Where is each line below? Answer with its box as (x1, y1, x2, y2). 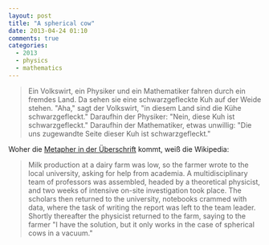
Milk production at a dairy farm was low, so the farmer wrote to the (27, 160, 249, 169)
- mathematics (15, 64, 63, 72)
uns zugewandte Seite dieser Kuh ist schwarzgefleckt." (27, 129, 211, 138)
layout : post (8, 11, 52, 20)
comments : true (8, 34, 59, 43)
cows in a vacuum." (27, 228, 94, 238)
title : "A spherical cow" (8, 19, 95, 27)
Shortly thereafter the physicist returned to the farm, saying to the (27, 210, 247, 221)
